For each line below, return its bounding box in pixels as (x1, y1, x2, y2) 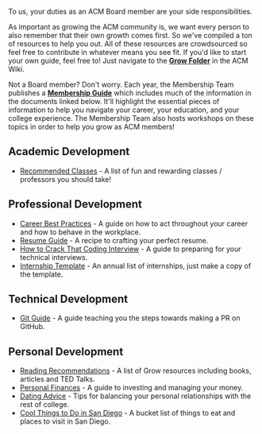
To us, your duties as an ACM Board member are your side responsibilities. (8, 7, 252, 16)
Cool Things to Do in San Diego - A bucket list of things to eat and (19, 409, 236, 418)
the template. (19, 269, 64, 279)
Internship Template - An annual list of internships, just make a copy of (19, 261, 252, 270)
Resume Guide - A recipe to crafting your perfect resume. (19, 235, 209, 245)
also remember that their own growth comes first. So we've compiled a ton (8, 31, 252, 40)
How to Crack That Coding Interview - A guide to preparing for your (19, 244, 241, 254)
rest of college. (19, 400, 70, 409)
